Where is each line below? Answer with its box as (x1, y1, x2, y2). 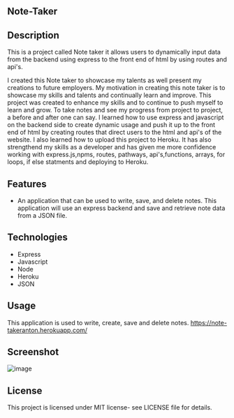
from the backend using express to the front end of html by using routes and (7, 55, 227, 64)
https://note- (190, 318, 227, 327)
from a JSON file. (17, 211, 68, 220)
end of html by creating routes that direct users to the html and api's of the (7, 128, 222, 137)
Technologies (7, 232, 68, 244)
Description (7, 29, 59, 41)
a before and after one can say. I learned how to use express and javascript (7, 113, 224, 121)
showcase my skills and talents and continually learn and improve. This (7, 91, 212, 100)
